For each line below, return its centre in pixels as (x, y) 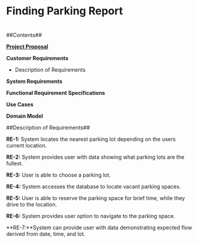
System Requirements (34, 81)
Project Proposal (28, 47)
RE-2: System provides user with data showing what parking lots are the (95, 157)
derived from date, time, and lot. (46, 234)
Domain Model (25, 116)
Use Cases (20, 104)
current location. (27, 146)
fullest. (15, 164)
